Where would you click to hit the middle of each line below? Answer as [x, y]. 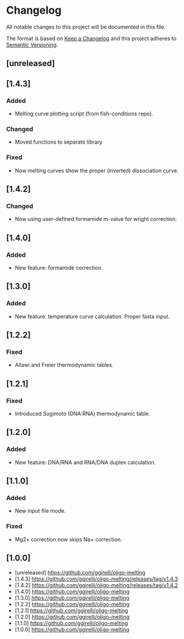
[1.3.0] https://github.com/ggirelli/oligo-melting [72, 598]
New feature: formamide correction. [58, 267]
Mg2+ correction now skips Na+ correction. [68, 539]
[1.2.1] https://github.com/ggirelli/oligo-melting [72, 610]
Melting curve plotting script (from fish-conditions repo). [84, 114]
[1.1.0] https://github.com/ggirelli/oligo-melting [72, 623]
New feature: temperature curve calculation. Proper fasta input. [92, 316]
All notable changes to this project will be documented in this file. [86, 27]
